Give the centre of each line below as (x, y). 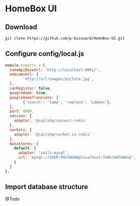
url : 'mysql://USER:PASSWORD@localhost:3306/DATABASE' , (77, 158)
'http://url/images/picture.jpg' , (58, 79)
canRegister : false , (31, 88)
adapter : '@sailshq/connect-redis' (51, 121)
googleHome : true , (29, 93)
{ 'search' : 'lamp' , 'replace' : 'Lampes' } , (67, 102)
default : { (25, 148)
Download (21, 27)
